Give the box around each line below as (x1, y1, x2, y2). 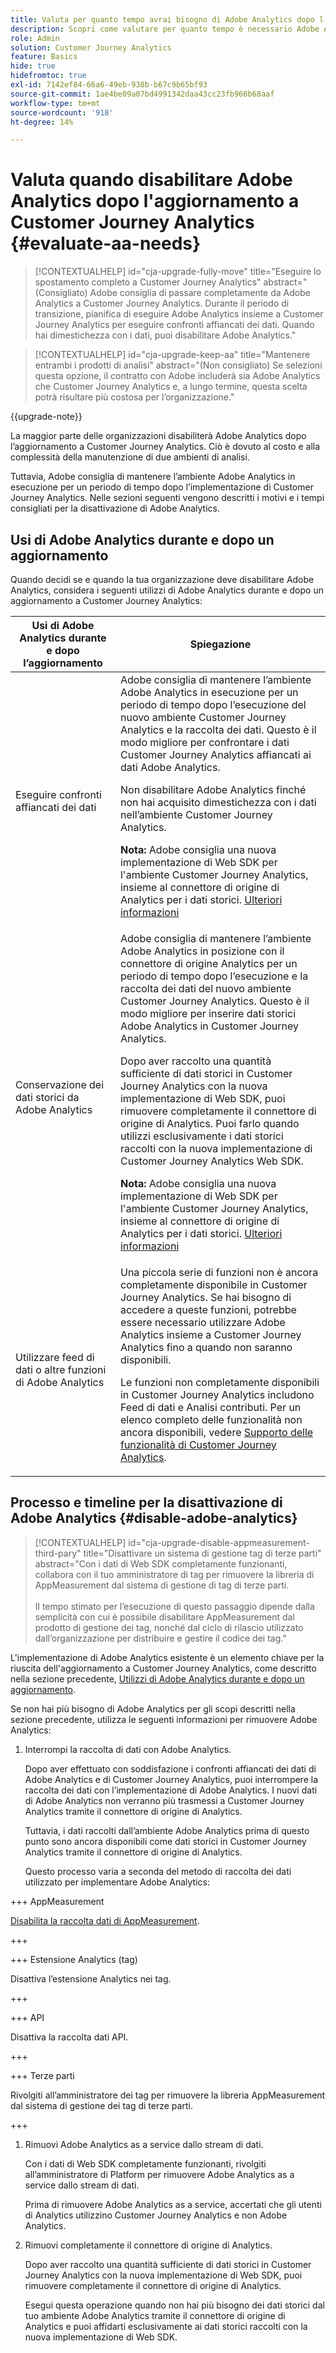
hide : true (10, 61, 56, 71)
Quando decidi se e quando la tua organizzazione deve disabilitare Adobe (10, 574, 315, 585)
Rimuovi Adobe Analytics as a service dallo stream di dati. (24, 2138, 264, 2150)
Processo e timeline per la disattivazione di (10, 1494, 283, 1511)
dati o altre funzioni (15, 1363, 107, 1376)
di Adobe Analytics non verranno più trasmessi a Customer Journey (24, 1794, 305, 1806)
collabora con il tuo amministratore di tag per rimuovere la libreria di (34, 1568, 315, 1580)
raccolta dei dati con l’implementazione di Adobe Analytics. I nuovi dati (24, 1784, 318, 1796)
